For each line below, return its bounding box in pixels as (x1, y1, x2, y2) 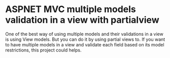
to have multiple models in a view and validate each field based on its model (5, 41, 164, 47)
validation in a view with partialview (5, 14, 159, 26)
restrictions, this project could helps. (5, 47, 82, 53)
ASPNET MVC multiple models (5, 4, 136, 15)
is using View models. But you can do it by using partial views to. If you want (5, 36, 165, 42)
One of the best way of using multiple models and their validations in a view (5, 31, 163, 37)
